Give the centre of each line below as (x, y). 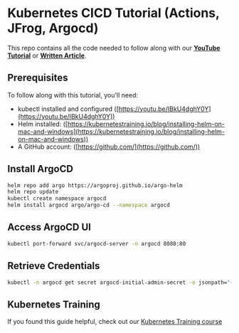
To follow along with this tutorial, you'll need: (73, 95)
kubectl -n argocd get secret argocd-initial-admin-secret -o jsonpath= (117, 282)
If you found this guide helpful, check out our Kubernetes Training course (115, 322)
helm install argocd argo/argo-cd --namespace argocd (89, 205)
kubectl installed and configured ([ (68, 109)
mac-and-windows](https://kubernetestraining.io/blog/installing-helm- (121, 131)
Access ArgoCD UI (49, 227)
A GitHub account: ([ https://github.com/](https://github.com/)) (109, 147)
